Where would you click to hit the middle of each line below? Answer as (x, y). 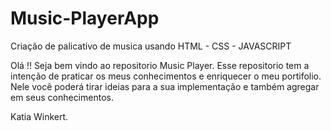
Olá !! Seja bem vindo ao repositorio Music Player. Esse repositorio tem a (160, 65)
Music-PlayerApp (85, 18)
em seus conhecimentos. (62, 97)
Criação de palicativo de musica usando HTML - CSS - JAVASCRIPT (151, 46)
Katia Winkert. (39, 116)
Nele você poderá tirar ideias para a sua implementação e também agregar (165, 86)
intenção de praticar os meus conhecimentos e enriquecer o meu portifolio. (166, 76)
